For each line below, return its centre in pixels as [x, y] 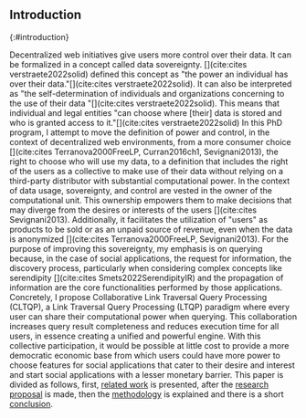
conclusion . [31, 403]
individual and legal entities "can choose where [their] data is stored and [146, 112]
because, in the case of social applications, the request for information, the [151, 258]
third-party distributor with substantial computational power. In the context [150, 181]
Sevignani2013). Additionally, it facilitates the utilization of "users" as [138, 219]
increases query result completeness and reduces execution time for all [144, 326]
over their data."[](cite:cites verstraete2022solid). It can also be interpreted [151, 84]
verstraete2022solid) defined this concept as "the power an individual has [149, 74]
